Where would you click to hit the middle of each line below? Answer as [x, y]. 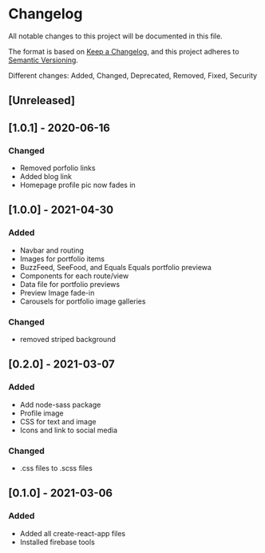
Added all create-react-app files [73, 533]
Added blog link [45, 177]
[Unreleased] [42, 101]
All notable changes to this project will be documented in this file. [116, 36]
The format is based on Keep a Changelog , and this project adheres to [124, 51]
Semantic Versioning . [43, 60]
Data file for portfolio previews [70, 284]
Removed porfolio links [57, 168]
